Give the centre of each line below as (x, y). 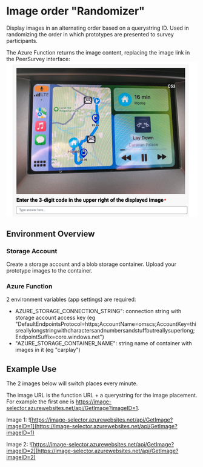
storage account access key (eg (55, 318)
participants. (22, 41)
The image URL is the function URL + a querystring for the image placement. (102, 396)
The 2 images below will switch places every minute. (72, 383)
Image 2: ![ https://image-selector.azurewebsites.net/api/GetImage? (90, 445)
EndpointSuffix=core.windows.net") (60, 337)
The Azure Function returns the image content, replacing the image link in (98, 52)
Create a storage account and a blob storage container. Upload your (92, 264)
